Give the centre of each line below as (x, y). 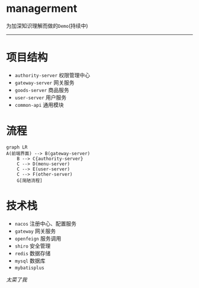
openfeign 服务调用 (38, 238)
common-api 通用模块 (39, 105)
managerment (42, 9)
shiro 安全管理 (33, 246)
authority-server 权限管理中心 (52, 75)
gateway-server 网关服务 (44, 83)
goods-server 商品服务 (42, 90)
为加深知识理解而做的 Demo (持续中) (47, 26)
